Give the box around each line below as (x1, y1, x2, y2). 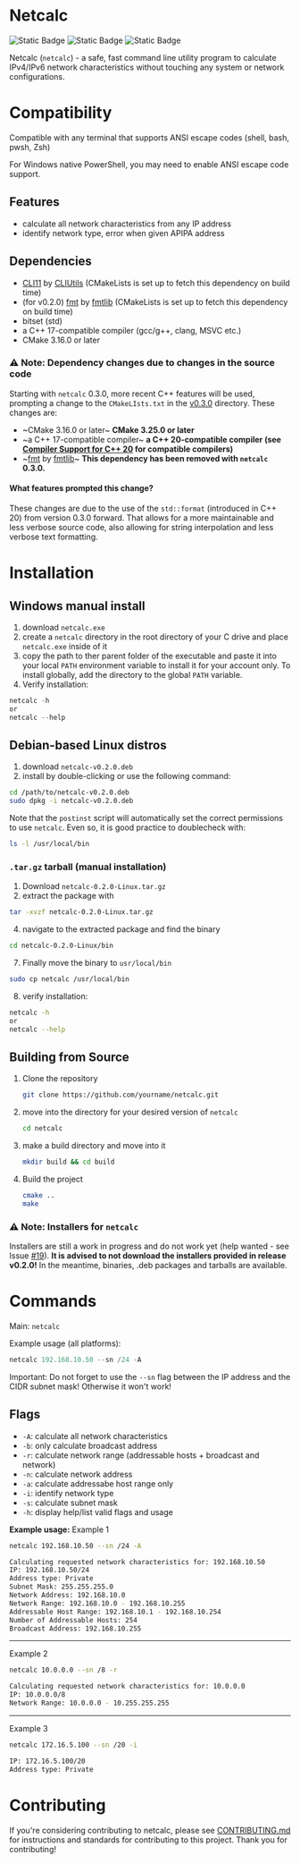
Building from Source (9, 1050, 129, 1064)
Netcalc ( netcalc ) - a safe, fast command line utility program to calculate (9, 52, 277, 63)
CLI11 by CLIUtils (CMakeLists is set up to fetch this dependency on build (21, 277, 290, 288)
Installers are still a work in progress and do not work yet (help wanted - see (9, 1241, 290, 1252)
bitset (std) (21, 315, 62, 326)
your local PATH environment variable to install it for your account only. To (21, 660, 291, 671)
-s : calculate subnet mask (21, 1497, 118, 1508)
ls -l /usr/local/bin (9, 840, 90, 849)
